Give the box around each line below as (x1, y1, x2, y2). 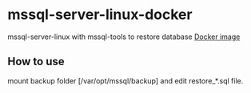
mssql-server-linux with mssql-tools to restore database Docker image (7, 32, 241, 41)
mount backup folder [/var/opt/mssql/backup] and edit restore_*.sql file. (7, 76, 244, 85)
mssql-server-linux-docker (7, 6, 193, 24)
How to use (7, 55, 65, 68)
